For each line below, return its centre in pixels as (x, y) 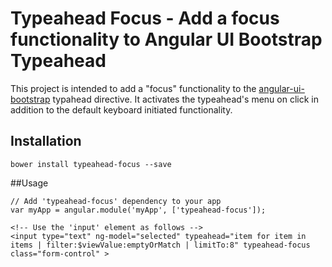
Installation (46, 141)
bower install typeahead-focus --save (91, 164)
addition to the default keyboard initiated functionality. (121, 109)
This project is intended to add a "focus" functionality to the (133, 88)
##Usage (29, 183)
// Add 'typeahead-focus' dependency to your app (116, 201)
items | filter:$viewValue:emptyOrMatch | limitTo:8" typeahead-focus (160, 245)
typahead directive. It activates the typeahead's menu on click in (185, 99)
